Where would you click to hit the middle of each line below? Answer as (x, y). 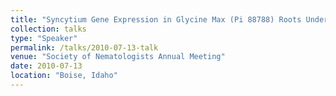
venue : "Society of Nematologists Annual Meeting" (118, 57)
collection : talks (48, 29)
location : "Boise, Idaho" (64, 76)
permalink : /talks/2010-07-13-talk (84, 47)
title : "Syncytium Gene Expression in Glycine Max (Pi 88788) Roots (156, 19)
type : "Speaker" (44, 38)
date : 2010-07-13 (46, 66)
